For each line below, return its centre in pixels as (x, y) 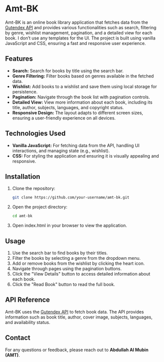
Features (19, 59)
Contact (18, 338)
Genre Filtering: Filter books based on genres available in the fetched (83, 76)
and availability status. (28, 322)
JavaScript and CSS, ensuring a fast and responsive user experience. (76, 43)
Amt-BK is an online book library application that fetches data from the (77, 22)
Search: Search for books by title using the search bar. (68, 71)
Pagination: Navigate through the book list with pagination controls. (81, 97)
